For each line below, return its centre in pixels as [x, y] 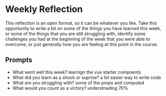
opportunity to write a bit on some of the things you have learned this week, [83, 28]
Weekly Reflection [44, 9]
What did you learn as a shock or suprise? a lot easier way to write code [87, 77]
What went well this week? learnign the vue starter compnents [77, 72]
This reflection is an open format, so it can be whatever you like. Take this [81, 23]
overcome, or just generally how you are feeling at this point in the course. [82, 44]
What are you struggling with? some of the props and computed [78, 82]
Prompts [19, 60]
